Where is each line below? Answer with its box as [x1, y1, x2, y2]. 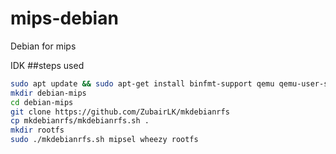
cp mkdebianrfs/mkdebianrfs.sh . [10, 116, 150, 126]
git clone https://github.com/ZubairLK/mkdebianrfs [10, 107, 230, 117]
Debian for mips [10, 40, 77, 52]
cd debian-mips [10, 97, 74, 107]
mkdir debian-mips [10, 88, 87, 98]
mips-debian [10, 7, 119, 30]
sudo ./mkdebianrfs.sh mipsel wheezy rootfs [10, 135, 199, 145]
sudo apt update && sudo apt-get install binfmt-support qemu [10, 78, 275, 89]
